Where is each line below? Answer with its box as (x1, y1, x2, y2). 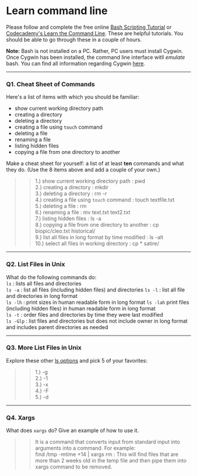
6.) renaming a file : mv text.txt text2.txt (35, 209, 131, 216)
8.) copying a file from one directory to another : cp (35, 222, 159, 229)
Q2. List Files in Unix (6, 260, 66, 269)
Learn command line (6, 4, 108, 18)
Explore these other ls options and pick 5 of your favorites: (6, 357, 148, 364)
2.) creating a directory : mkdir (35, 184, 109, 191)
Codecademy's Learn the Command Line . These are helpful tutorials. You (6, 29, 184, 36)
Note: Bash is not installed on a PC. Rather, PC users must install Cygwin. (6, 47, 184, 54)
